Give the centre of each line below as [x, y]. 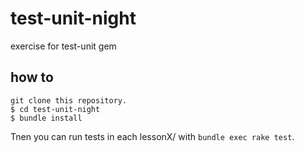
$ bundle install [46, 118]
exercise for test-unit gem [63, 46]
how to [32, 77]
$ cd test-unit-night [55, 109]
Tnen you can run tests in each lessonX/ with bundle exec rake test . [152, 136]
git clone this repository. [69, 100]
